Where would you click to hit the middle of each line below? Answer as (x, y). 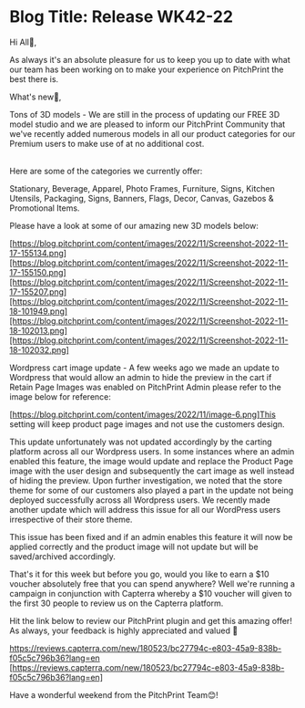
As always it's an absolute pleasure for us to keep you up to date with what (150, 59)
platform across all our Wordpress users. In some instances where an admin (152, 451)
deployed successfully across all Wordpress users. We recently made (140, 500)
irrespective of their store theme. (71, 519)
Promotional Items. (45, 208)
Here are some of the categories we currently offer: (106, 171)
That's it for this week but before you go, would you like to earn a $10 (140, 574)
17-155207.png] (38, 292)
